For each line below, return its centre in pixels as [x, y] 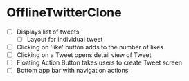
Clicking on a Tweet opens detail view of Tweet [84, 55]
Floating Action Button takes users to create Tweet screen [99, 62]
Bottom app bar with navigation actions [72, 71]
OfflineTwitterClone [64, 13]
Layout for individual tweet [65, 39]
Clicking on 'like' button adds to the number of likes [90, 47]
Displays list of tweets [48, 32]
